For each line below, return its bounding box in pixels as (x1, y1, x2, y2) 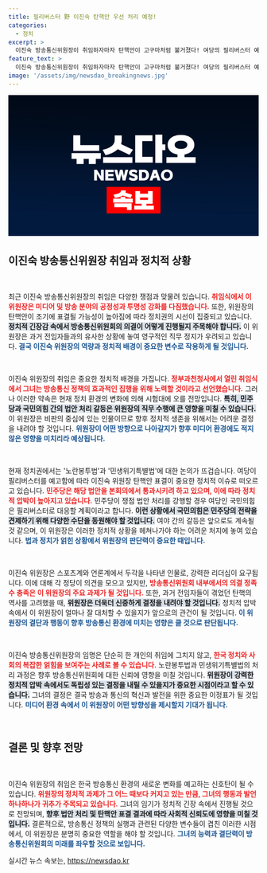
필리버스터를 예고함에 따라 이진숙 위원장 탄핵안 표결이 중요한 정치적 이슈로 (8, 476, 238, 486)
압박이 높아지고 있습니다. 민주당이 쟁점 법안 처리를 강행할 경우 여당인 (16, 496, 228, 506)
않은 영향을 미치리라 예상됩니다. (8, 434, 106, 444)
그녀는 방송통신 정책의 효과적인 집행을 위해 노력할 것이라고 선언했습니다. (22, 384, 244, 393)
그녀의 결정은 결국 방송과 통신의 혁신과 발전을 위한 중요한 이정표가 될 (31, 690, 244, 700)
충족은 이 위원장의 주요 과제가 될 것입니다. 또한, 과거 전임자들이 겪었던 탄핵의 (16, 588, 252, 597)
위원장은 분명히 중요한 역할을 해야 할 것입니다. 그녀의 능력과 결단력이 (33, 828, 245, 838)
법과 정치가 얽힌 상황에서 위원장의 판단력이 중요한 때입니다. (25, 536, 206, 546)
